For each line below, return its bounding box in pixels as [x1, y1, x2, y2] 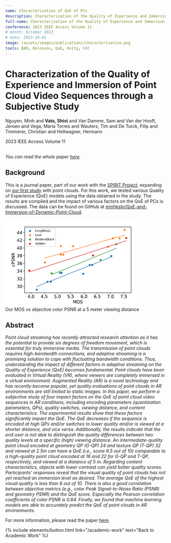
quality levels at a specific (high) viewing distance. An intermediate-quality [5, 437, 163, 443]
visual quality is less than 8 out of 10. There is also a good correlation [5, 480, 152, 487]
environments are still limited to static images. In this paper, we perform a [5, 388, 160, 394]
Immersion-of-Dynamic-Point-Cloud [5, 209, 81, 215]
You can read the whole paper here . [5, 153, 81, 160]
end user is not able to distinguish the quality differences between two [5, 432, 154, 438]
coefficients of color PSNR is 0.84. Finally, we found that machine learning [5, 497, 162, 503]
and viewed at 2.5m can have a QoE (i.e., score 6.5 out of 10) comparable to [5, 448, 166, 454]
